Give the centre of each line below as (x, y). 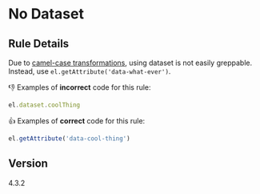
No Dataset (46, 14)
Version (28, 164)
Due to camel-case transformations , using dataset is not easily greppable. (130, 63)
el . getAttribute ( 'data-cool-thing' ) (69, 138)
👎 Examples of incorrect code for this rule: (80, 87)
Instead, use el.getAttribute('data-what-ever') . (90, 71)
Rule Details (39, 44)
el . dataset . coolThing (44, 105)
